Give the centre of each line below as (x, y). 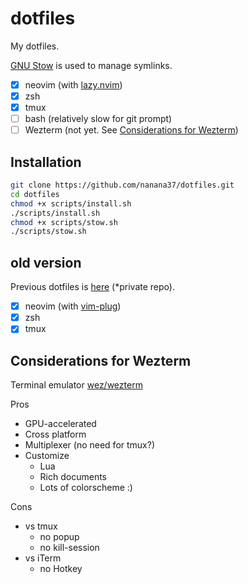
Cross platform (55, 434)
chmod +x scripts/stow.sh (64, 222)
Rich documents (73, 477)
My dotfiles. (35, 46)
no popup (59, 537)
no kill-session (69, 548)
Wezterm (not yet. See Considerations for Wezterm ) (131, 130)
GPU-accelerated (60, 424)
